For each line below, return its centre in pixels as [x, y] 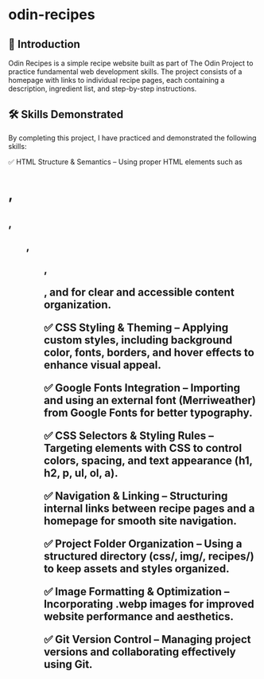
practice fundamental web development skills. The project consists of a [125, 72]
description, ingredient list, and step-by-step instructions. [103, 88]
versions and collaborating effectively [140, 652]
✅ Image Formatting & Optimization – [136, 592]
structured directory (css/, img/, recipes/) [149, 557]
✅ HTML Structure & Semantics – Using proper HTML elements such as [125, 162]
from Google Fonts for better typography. [148, 413]
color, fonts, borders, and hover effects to [149, 353]
